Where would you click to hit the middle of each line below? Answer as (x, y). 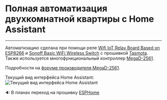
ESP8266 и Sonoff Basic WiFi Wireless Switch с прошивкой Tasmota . (77, 53)
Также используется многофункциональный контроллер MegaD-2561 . (80, 58)
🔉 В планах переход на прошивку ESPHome (52, 92)
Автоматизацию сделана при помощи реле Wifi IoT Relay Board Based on (83, 48)
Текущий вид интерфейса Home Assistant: (50, 77)
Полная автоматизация (56, 9)
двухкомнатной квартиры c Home (80, 19)
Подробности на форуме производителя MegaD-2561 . (63, 67)
